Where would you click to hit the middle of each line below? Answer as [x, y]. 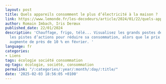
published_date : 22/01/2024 [34, 28]
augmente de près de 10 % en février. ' [52, 42]
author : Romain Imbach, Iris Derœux [43, 23]
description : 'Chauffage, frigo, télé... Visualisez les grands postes [80, 33]
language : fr [19, 46]
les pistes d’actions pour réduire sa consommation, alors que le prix [85, 38]
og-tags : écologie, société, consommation [49, 65]
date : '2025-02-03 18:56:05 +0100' [42, 74]
